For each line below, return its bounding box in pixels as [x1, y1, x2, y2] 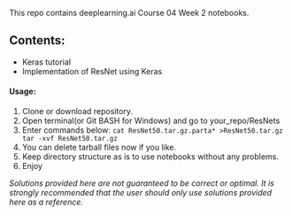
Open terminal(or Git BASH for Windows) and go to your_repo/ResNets [21, 115, 280, 127]
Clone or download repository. [21, 106, 134, 117]
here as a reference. [9, 197, 84, 207]
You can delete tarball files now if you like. [21, 142, 177, 153]
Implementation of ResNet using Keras [21, 66, 163, 76]
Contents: [9, 33, 65, 48]
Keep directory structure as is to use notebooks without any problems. [21, 151, 279, 162]
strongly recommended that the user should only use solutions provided [9, 188, 273, 198]
